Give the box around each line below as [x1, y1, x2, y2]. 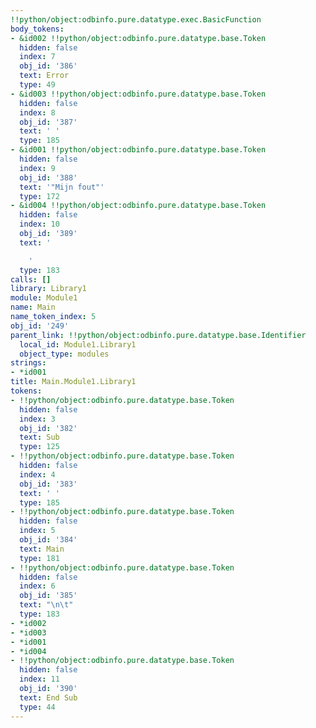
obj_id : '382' [19, 423, 78, 433]
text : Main [19, 544, 65, 554]
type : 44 [19, 702, 56, 712]
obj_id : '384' [19, 535, 78, 545]
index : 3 [19, 414, 56, 424]
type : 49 [19, 80, 56, 90]
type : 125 [19, 442, 60, 452]
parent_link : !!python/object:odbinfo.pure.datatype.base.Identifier [10, 330, 307, 340]
